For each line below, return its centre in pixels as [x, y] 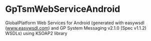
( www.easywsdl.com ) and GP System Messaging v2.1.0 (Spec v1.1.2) [76, 28]
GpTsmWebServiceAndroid [63, 9]
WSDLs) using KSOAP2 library [36, 33]
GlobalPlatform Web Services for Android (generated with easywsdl [75, 23]
